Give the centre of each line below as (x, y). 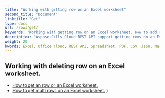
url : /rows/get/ (22, 28)
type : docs (16, 23)
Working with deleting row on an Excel (65, 66)
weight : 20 (16, 42)
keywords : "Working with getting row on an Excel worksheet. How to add (81, 32)
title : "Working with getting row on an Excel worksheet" (66, 10)
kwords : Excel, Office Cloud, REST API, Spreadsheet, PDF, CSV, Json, (79, 46)
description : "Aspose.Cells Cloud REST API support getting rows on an (80, 37)
